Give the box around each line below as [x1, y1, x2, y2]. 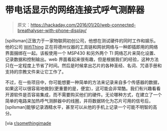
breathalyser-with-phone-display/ [17, 27, 87, 33]
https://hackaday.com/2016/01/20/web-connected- [30, 22, 136, 28]
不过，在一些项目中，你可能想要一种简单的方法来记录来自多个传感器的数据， [5, 79, 162, 85]
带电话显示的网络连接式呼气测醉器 [5, 4, 145, 16]
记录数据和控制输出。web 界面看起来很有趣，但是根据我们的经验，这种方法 [5, 56, 159, 62]
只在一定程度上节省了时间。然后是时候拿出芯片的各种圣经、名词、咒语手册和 [5, 63, 162, 68]
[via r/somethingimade [5, 120, 51, 126]
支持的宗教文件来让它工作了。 [5, 68, 66, 74]
